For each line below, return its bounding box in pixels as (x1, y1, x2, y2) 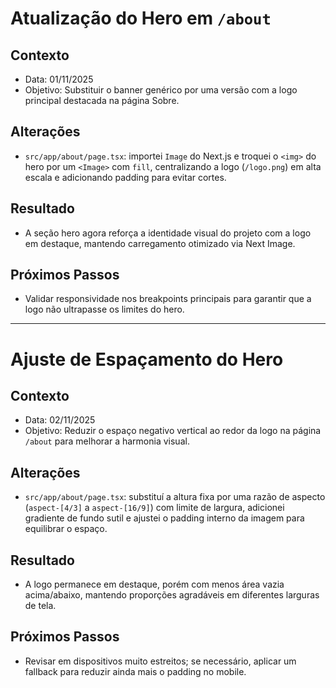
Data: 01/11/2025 (24, 73, 94, 85)
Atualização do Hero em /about (10, 7, 272, 30)
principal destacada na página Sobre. (24, 95, 180, 106)
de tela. (24, 600, 57, 612)
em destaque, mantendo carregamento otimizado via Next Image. (24, 237, 296, 249)
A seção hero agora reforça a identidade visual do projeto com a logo (24, 227, 312, 239)
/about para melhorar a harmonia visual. (24, 435, 190, 447)
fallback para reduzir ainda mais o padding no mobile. (24, 665, 247, 677)
